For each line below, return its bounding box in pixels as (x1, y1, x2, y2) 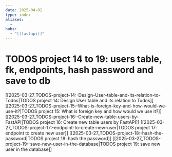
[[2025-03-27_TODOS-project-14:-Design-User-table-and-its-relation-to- (5, 92, 161, 98)
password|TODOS (5, 135, 44, 141)
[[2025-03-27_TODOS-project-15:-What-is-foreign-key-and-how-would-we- (5, 103, 167, 109)
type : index (5, 12, 31, 17)
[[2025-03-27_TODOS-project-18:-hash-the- (69, 130, 164, 136)
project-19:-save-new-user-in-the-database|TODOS (5, 141, 116, 147)
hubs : (5, 27, 17, 32)
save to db (5, 75, 51, 87)
